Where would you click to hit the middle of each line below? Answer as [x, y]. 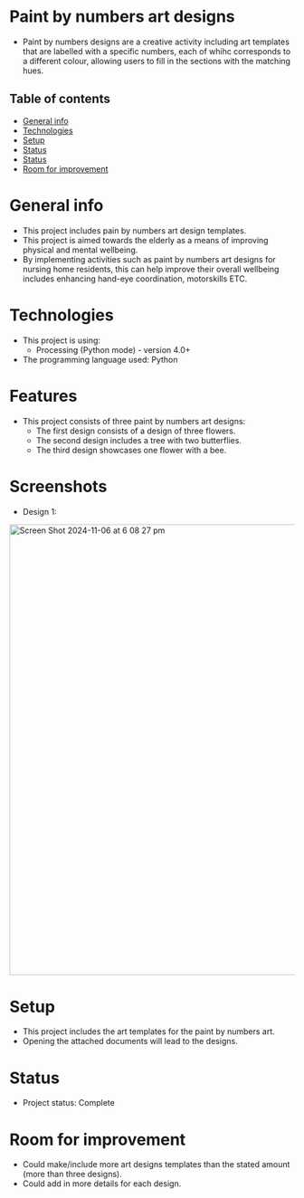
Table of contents [60, 99]
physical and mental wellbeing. [80, 250]
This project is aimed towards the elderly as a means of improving [145, 240]
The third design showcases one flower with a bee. [131, 450]
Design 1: [39, 511]
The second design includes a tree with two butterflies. [139, 440]
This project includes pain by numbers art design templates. [134, 230]
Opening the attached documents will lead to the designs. [130, 1041]
